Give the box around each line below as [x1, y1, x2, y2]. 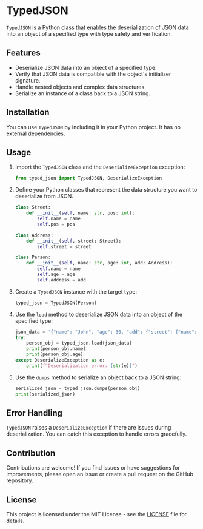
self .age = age [37, 271, 76, 277]
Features [6, 48, 41, 58]
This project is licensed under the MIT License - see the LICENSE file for [6, 510, 187, 517]
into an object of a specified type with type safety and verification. [6, 30, 173, 37]
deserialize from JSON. [15, 192, 74, 200]
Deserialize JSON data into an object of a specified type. [15, 64, 157, 71]
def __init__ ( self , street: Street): [26, 238, 122, 244]
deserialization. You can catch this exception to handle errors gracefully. [6, 430, 187, 437]
